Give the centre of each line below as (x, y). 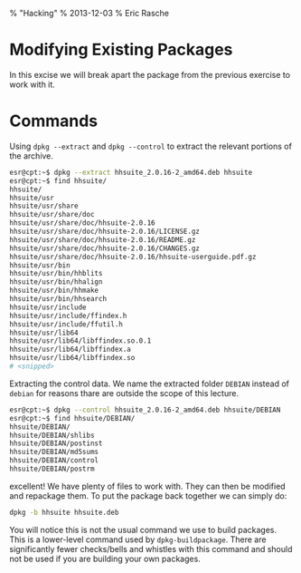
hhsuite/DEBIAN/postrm (52, 469)
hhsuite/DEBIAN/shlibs (52, 435)
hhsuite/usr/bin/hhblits (56, 274)
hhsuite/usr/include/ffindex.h (68, 316)
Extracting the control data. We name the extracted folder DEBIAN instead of (150, 384)
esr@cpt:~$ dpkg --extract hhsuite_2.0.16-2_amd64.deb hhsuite (131, 172)
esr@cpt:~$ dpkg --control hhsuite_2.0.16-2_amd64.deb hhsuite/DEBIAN (145, 410)
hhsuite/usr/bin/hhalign (56, 282)
